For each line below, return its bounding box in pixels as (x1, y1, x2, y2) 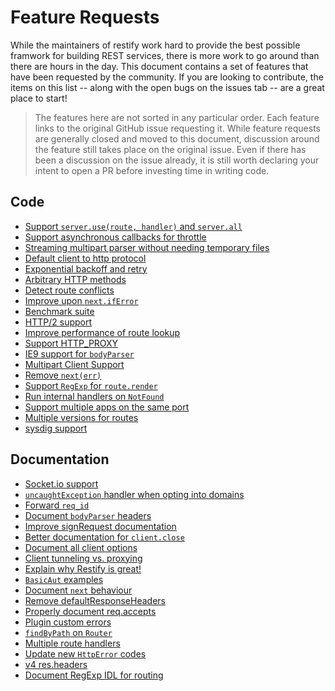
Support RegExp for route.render (24, 379, 158, 391)
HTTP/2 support (24, 316, 93, 328)
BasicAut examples (24, 573, 104, 585)
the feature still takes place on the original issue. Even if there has (34, 143, 307, 155)
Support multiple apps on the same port (24, 401, 190, 413)
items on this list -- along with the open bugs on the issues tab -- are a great (10, 81, 325, 93)
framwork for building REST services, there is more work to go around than (10, 49, 320, 61)
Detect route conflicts (24, 284, 115, 296)
